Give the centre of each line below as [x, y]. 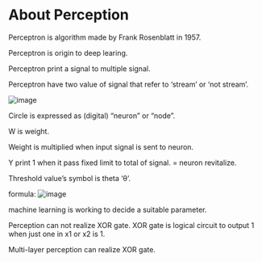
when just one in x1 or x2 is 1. [57, 234]
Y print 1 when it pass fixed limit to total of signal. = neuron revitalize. [123, 163]
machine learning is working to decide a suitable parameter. [108, 209]
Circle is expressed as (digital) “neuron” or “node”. [92, 116]
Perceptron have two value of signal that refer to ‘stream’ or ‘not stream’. [129, 84]
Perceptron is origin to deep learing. [68, 53]
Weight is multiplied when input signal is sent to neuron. [101, 146]
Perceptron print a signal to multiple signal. [79, 68]
